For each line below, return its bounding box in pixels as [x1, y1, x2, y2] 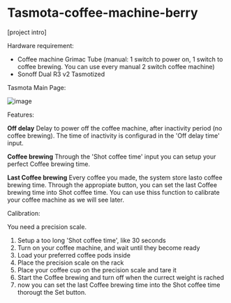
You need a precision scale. [7, 222, 87, 231]
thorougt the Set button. [17, 288, 87, 296]
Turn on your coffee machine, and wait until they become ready [17, 243, 200, 252]
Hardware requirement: [7, 41, 75, 50]
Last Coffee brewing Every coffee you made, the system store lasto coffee [7, 173, 223, 182]
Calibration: [7, 209, 40, 217]
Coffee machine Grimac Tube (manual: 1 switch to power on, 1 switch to [17, 54, 223, 64]
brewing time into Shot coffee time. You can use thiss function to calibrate [7, 188, 220, 196]
